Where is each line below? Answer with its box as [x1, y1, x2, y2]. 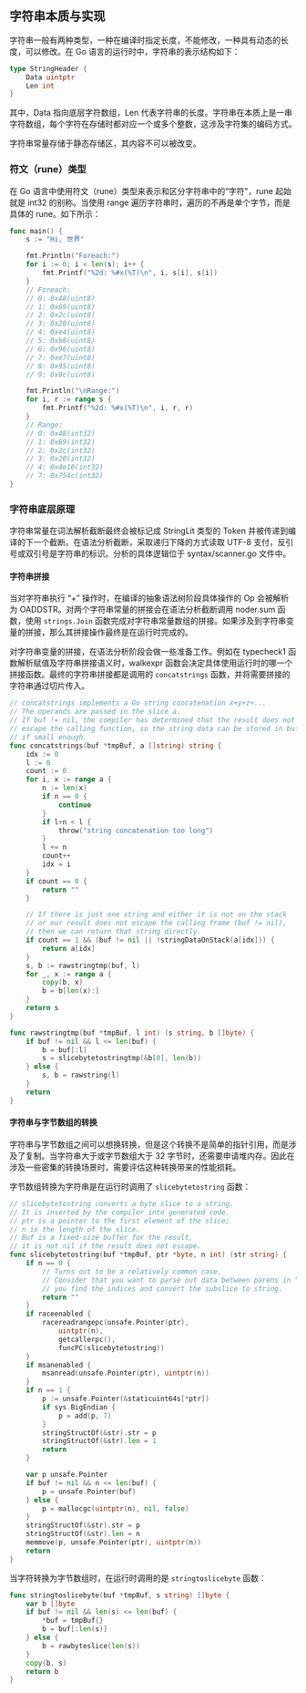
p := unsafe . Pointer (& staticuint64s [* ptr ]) [42, 1394, 209, 1404]
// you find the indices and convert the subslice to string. [42, 1284, 283, 1293]
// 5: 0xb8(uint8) [25, 336, 96, 346]
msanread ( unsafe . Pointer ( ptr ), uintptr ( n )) [42, 1368, 209, 1378]
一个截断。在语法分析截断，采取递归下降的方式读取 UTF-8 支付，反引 [33, 537, 294, 548]
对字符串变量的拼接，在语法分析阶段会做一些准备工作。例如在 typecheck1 [9, 646, 287, 657]
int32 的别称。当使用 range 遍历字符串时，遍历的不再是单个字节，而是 [26, 197, 291, 208]
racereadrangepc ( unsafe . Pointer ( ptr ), [42, 1318, 189, 1327]
